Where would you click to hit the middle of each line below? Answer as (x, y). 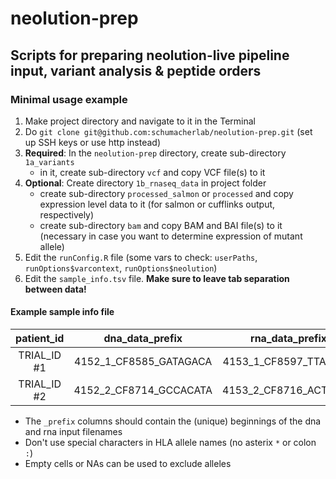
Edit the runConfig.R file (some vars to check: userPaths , (141, 257)
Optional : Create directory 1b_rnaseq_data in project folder (145, 183)
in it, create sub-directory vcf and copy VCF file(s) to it (152, 172)
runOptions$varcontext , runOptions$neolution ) (121, 268)
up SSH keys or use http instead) (92, 142)
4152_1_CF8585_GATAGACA (143, 362)
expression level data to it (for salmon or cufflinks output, (157, 204)
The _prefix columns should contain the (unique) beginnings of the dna (173, 421)
